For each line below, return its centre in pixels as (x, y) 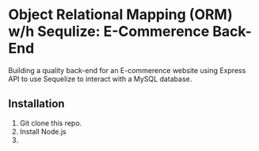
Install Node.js (43, 131)
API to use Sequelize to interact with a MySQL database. (100, 79)
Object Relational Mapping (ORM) (120, 15)
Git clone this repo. (51, 123)
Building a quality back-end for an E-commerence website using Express (127, 70)
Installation (36, 104)
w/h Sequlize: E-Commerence (109, 31)
